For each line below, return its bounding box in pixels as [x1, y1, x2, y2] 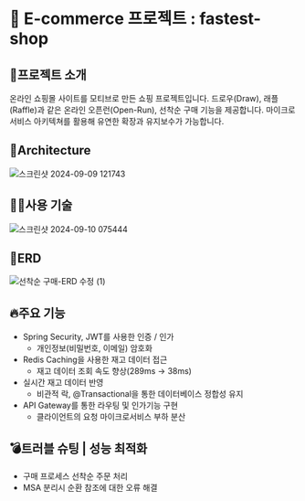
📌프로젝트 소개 [9, 67, 87, 82]
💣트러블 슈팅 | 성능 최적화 [9, 441, 148, 456]
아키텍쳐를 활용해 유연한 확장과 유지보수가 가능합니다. [33, 116, 225, 126]
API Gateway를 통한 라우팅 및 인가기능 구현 [22, 400, 178, 411]
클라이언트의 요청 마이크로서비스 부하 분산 [36, 411, 186, 422]
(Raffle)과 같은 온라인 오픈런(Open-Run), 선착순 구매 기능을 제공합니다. [9, 104, 265, 115]
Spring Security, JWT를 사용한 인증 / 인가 [22, 331, 174, 343]
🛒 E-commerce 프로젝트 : [9, 8, 196, 29]
